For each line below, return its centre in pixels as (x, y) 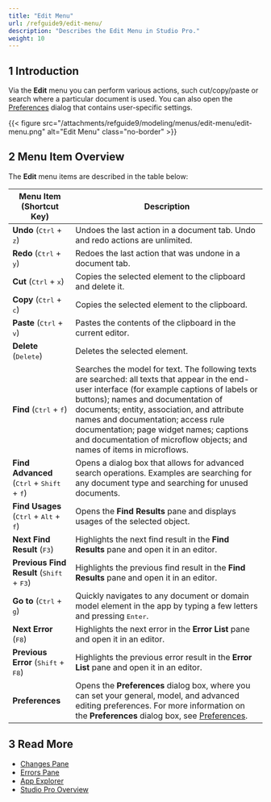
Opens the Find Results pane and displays (156, 511)
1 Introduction (44, 71)
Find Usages (37, 506)
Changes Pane (44, 763)
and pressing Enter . (112, 616)
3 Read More (41, 744)
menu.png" (27, 132)
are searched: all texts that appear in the (152, 379)
